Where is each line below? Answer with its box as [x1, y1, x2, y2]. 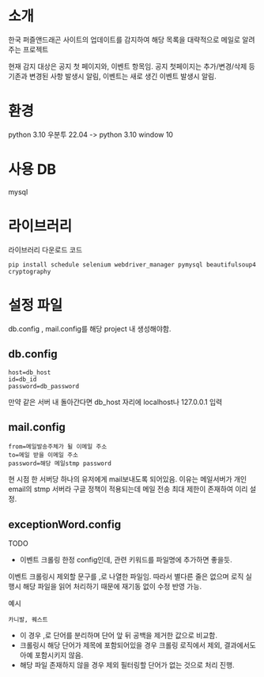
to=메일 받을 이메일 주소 [8, 452, 79, 460]
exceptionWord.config [8, 517, 121, 531]
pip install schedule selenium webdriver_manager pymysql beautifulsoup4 [8, 260, 257, 269]
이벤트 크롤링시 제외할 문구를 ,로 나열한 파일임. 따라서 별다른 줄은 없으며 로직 [8, 572, 244, 581]
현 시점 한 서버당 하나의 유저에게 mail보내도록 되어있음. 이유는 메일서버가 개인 [8, 475, 247, 484]
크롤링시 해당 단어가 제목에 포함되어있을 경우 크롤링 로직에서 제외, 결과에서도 [19, 641, 257, 650]
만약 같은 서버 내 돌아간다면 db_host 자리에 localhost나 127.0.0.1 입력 [8, 397, 223, 407]
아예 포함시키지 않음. [19, 650, 84, 660]
